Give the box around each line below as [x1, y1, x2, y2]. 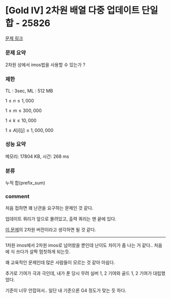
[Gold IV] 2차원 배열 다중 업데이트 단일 [5, 5, 158, 16]
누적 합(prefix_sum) [5, 180, 46, 186]
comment [5, 193, 30, 200]
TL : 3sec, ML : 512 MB [5, 88, 53, 94]
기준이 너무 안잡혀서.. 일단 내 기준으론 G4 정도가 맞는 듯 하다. [5, 287, 127, 293]
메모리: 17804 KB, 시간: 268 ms [5, 153, 70, 159]
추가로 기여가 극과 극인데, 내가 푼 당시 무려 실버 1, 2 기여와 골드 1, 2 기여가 [5, 270, 152, 277]
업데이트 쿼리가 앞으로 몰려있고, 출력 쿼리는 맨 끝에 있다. [5, 216, 117, 222]
